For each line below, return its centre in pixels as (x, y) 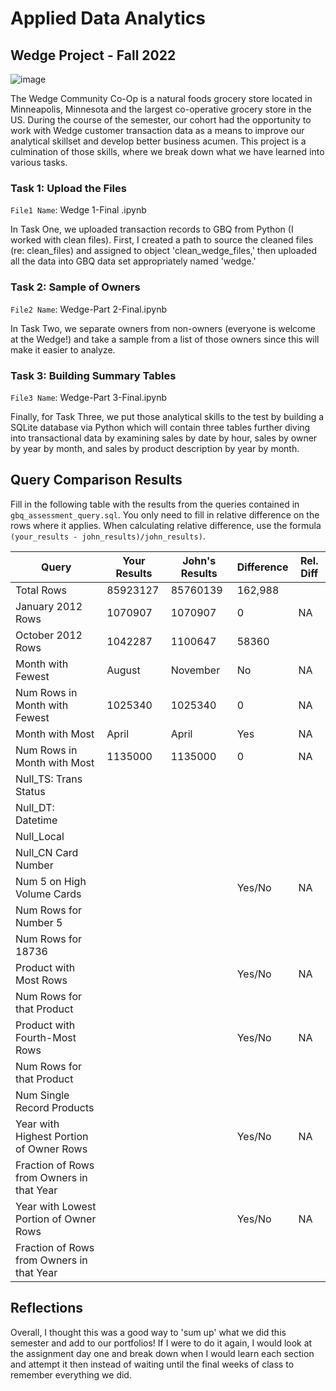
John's (199, 560)
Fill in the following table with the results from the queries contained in (155, 504)
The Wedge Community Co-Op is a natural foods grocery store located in (161, 98)
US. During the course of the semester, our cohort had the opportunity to (161, 120)
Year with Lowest (56, 1206)
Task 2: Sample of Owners (75, 287)
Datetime (36, 820)
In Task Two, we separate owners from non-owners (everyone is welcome (163, 328)
